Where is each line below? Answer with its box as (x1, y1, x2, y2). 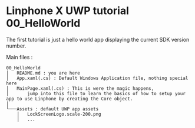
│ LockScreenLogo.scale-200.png (16, 111, 101, 117)
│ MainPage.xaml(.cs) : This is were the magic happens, (6, 85, 154, 92)
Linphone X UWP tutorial (6, 4, 130, 18)
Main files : (6, 53, 33, 60)
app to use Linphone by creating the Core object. (6, 96, 133, 102)
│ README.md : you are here (6, 70, 81, 76)
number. (6, 42, 27, 49)
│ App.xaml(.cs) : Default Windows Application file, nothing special (6, 75, 189, 81)
